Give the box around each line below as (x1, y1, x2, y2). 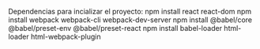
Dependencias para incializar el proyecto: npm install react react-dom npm (8, 7, 252, 16)
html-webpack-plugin (30, 32, 101, 41)
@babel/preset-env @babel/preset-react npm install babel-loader (8, 24, 223, 32)
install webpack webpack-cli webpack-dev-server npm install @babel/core (8, 15, 253, 24)
